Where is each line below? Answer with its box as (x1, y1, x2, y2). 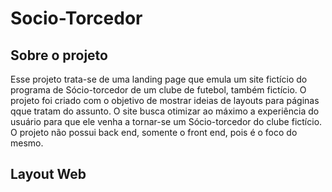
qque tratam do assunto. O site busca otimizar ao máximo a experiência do (10, 105, 320, 117)
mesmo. (10, 137, 44, 149)
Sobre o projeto (10, 47, 108, 64)
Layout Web (10, 166, 87, 183)
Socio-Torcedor (10, 7, 143, 30)
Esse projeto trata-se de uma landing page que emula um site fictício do (10, 73, 308, 85)
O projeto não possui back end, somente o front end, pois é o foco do (10, 127, 298, 138)
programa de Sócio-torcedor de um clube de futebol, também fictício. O (10, 84, 307, 96)
